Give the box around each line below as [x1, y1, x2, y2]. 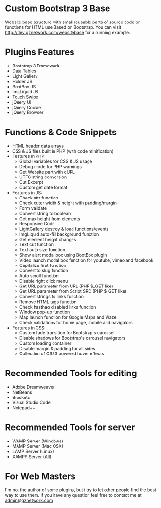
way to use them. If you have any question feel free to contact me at [5, 492, 142, 498]
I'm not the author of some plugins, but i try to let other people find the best [5, 487, 157, 493]
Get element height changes [19, 236, 76, 242]
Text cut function [19, 242, 54, 247]
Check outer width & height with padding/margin [19, 200, 117, 206]
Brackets [12, 394, 30, 400]
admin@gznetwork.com [5, 497, 53, 503]
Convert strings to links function [19, 293, 84, 299]
